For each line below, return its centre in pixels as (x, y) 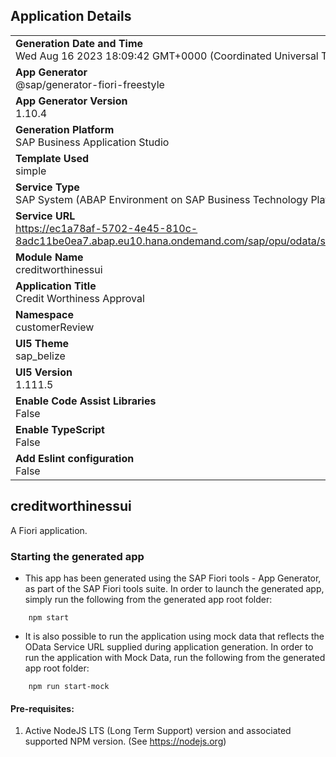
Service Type (47, 187)
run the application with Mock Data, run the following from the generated (175, 657)
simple (31, 171)
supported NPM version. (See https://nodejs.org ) (125, 741)
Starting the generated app (77, 556)
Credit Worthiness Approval (80, 298)
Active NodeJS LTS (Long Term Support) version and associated (158, 731)
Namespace (45, 314)
